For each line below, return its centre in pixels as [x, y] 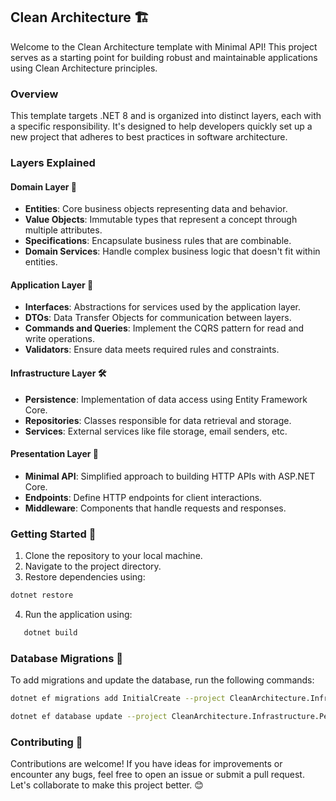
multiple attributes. [63, 230]
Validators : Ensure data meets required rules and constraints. [152, 350]
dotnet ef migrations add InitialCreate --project [118, 699]
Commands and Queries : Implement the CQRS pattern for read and [164, 328]
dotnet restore [42, 595]
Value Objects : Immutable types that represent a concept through [161, 220]
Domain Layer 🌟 [43, 186]
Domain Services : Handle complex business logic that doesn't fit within [172, 251]
